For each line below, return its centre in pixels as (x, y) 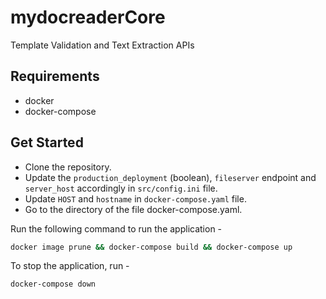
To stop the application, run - (70, 266)
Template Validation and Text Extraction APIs (102, 45)
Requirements (55, 76)
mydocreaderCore (88, 17)
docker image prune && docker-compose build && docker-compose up (151, 247)
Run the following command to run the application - (116, 228)
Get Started (47, 142)
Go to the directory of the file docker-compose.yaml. (133, 209)
